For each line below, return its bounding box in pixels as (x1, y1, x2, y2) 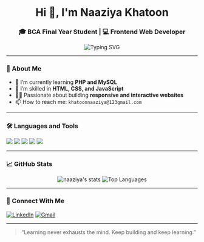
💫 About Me (6, 64, 42, 73)
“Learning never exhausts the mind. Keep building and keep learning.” (21, 229, 196, 236)
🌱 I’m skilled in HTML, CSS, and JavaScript (15, 85, 124, 92)
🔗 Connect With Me (6, 197, 65, 206)
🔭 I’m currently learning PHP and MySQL (15, 78, 117, 86)
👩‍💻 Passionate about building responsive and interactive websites (15, 91, 184, 99)
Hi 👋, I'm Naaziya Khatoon (35, 5, 169, 19)
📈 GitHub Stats (6, 160, 53, 168)
